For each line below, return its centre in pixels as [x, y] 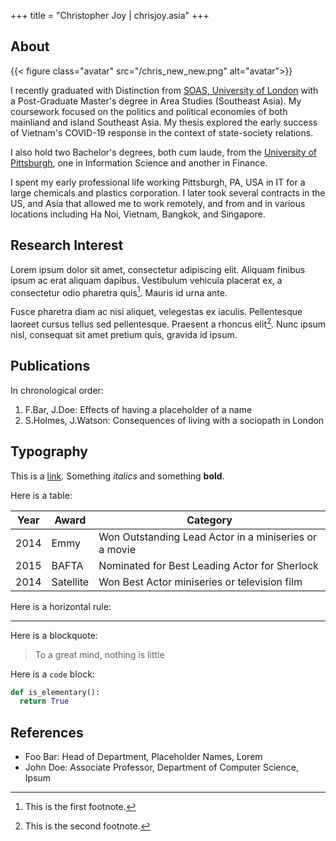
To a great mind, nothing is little [99, 654]
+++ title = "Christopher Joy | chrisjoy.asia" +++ [110, 15]
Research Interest [67, 245]
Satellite [70, 582]
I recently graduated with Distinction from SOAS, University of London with [164, 90]
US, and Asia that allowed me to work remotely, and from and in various [158, 203]
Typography [49, 451]
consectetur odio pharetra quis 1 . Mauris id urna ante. [119, 292]
